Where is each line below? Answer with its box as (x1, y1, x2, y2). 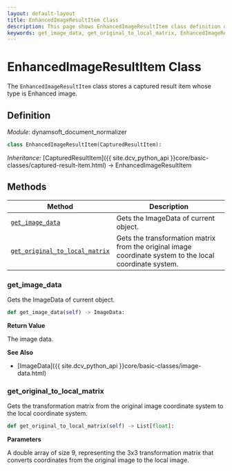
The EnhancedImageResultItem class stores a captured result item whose (7, 82, 212, 91)
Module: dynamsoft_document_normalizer (7, 128, 128, 136)
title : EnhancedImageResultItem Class (7, 17, 119, 24)
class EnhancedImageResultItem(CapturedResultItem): (7, 141, 162, 148)
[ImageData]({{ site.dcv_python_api (17, 361, 118, 370)
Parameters (7, 435, 41, 443)
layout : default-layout (7, 10, 76, 17)
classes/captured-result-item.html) (7, 160, 107, 169)
